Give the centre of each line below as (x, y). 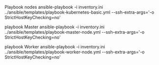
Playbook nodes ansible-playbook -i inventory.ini (54, 7)
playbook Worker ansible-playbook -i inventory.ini (55, 47)
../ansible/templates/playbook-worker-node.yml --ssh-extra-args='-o (75, 52)
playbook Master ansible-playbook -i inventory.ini (55, 27)
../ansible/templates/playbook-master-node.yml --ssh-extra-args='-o (75, 32)
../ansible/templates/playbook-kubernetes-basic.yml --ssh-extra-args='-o (79, 12)
